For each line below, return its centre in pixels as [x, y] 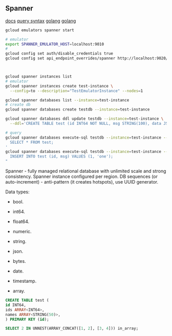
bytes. [19, 261]
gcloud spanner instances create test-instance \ [59, 86]
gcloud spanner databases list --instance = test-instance [67, 100]
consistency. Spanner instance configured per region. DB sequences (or [81, 176]
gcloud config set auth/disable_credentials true [59, 54]
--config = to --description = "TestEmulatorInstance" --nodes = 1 [77, 91]
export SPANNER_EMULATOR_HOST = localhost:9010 [55, 44]
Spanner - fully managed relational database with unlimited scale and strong [86, 171]
